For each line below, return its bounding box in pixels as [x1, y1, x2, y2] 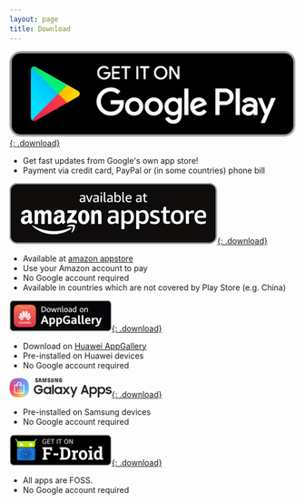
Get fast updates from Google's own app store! [22, 155, 199, 166]
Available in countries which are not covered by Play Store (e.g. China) [22, 282, 287, 293]
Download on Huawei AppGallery [22, 340, 147, 351]
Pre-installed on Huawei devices [22, 350, 144, 361]
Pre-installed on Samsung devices [22, 406, 152, 418]
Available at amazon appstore [22, 253, 133, 264]
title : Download [9, 24, 71, 34]
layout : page [9, 15, 59, 24]
